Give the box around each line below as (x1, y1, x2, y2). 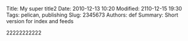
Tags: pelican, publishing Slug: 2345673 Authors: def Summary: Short (6, 11, 178, 18)
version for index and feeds (6, 18, 74, 24)
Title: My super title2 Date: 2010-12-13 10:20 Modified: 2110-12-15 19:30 (6, 5, 182, 12)
